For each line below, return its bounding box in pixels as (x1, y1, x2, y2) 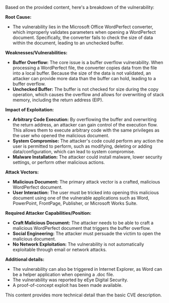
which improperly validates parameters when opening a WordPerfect (12, 29, 156, 35)
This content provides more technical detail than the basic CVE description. (5, 292, 162, 298)
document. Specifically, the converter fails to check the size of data (12, 35, 153, 40)
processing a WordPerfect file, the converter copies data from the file (12, 65, 157, 71)
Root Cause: (5, 14, 32, 20)
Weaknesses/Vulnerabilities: (5, 50, 68, 55)
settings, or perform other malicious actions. (12, 159, 105, 165)
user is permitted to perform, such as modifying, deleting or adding (12, 143, 152, 149)
